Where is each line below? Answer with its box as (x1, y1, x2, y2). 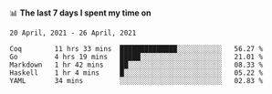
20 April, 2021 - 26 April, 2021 (9, 28, 137, 37)
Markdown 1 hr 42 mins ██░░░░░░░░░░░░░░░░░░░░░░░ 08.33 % (9, 60, 263, 69)
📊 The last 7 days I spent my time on (9, 7, 152, 18)
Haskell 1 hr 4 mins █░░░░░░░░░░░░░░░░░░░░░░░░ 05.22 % (9, 68, 263, 78)
